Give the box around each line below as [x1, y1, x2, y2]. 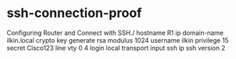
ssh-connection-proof [6, 5, 142, 21]
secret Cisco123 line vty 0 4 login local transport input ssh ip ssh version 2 [6, 43, 225, 52]
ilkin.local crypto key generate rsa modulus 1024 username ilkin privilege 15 [6, 36, 229, 44]
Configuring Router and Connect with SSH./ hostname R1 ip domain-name [6, 28, 224, 37]
